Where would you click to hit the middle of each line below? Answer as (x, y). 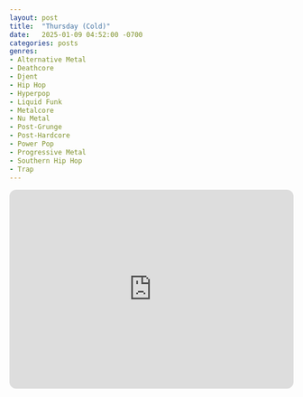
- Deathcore (32, 69)
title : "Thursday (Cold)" (60, 26)
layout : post (34, 18)
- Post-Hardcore (40, 136)
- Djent (24, 77)
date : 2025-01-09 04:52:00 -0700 (76, 34)
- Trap (22, 169)
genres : (24, 52)
